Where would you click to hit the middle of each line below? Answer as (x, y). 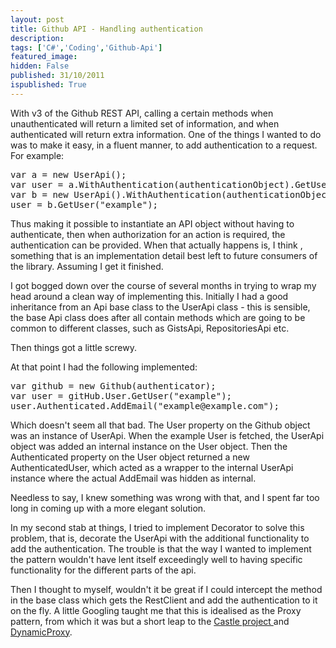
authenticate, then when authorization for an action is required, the (148, 234)
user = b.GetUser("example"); (84, 204)
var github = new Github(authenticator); (113, 385)
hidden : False (40, 66)
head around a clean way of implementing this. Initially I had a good (149, 296)
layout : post (37, 19)
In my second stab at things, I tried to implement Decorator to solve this (157, 527)
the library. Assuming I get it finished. (87, 266)
